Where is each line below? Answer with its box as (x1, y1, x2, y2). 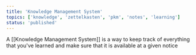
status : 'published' (6, 20, 58, 25)
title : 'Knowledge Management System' (6, 8, 103, 15)
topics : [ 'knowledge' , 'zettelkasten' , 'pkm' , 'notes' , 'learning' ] (6, 14, 180, 20)
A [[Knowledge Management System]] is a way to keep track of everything (6, 36, 190, 43)
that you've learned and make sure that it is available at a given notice (6, 42, 178, 49)
